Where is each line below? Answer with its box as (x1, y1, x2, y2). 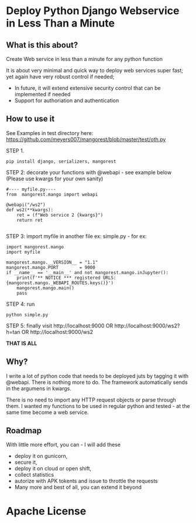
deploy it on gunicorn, (14, 453, 68, 460)
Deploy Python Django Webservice (6, 4, 180, 18)
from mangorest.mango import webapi (6, 191, 98, 197)
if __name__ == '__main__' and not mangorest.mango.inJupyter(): (6, 269, 169, 275)
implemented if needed (14, 91, 71, 97)
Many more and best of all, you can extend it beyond (14, 484, 142, 491)
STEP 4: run (6, 301, 35, 308)
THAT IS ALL (6, 339, 37, 347)
